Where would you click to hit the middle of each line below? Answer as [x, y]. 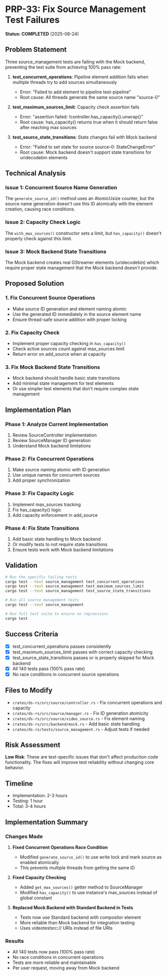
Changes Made [24, 836]
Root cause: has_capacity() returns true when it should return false [89, 122]
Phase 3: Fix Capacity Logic [39, 493]
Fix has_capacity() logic [37, 510]
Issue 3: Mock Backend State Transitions [56, 251]
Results [14, 941]
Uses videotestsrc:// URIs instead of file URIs [66, 928]
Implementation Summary [47, 822]
